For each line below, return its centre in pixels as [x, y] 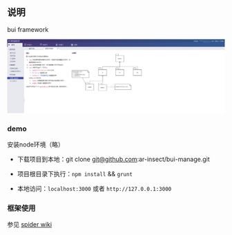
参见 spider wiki [30, 225]
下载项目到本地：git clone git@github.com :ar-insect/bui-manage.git [114, 159]
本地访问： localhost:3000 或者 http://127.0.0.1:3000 [94, 188]
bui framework [28, 29]
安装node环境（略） [36, 144]
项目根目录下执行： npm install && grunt [75, 173]
